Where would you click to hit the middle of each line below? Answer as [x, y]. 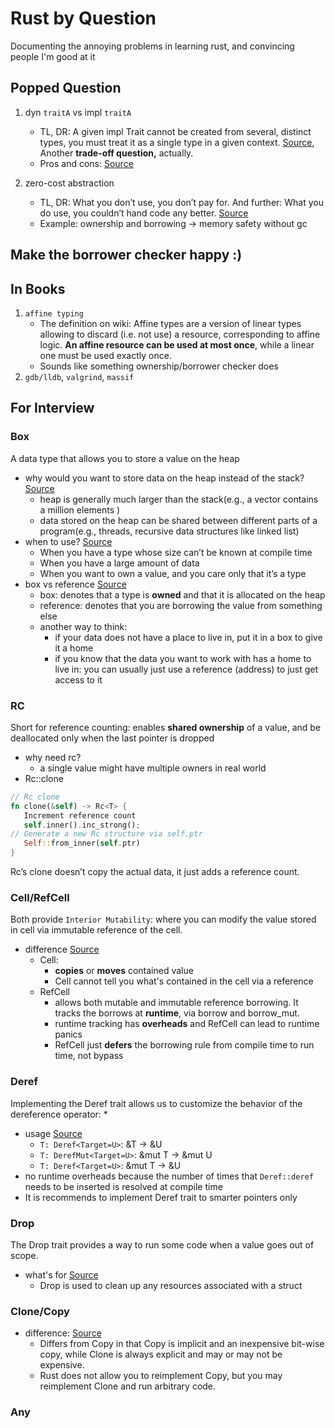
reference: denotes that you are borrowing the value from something [181, 605]
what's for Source [61, 1274]
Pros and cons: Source [86, 163]
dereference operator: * [59, 1114]
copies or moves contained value [124, 971]
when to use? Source [68, 541]
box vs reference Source [75, 584]
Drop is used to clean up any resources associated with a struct [171, 1285]
